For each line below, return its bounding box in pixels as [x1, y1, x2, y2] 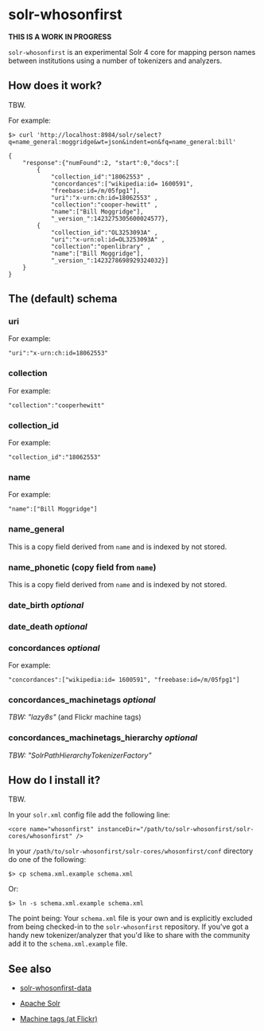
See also [8, 962, 52, 975]
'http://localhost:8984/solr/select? [37, 131, 161, 139]
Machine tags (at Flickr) [19, 1014, 98, 1024]
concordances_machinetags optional [8, 694, 156, 705]
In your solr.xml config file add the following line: [8, 810, 171, 820]
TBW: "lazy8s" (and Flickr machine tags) [8, 712, 142, 722]
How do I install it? [8, 774, 101, 787]
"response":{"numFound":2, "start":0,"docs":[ [22, 159, 180, 167]
